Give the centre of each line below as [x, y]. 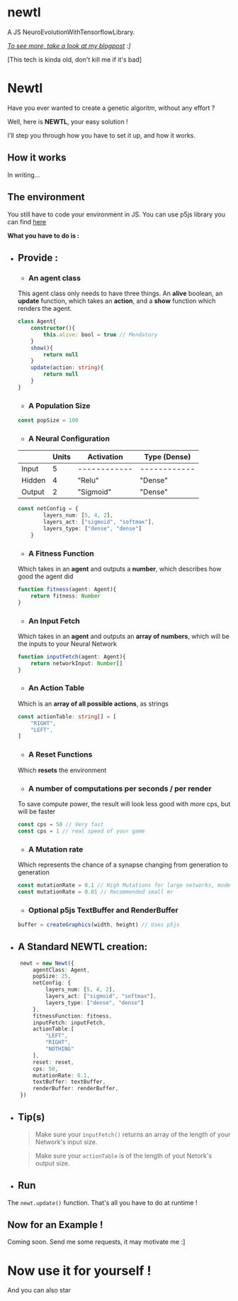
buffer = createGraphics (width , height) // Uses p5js [98, 924]
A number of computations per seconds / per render [120, 789]
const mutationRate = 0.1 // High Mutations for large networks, [116, 885]
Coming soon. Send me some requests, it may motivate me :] [96, 1242]
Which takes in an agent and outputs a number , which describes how [119, 569]
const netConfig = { [48, 509]
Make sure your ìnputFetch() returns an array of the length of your [133, 1134]
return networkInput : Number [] [77, 663]
